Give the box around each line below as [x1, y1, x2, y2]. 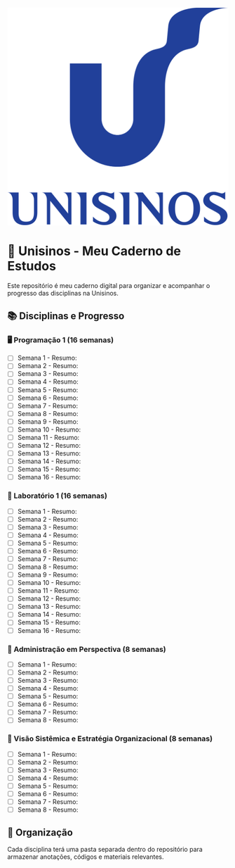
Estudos [7, 258, 56, 274]
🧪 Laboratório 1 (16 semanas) [7, 491, 107, 501]
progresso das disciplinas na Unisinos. [7, 289, 119, 297]
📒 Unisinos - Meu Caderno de [7, 243, 181, 259]
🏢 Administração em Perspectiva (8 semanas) [7, 644, 166, 654]
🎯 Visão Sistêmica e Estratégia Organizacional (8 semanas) [7, 734, 213, 743]
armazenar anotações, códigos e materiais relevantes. [7, 853, 164, 861]
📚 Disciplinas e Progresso [7, 310, 125, 322]
